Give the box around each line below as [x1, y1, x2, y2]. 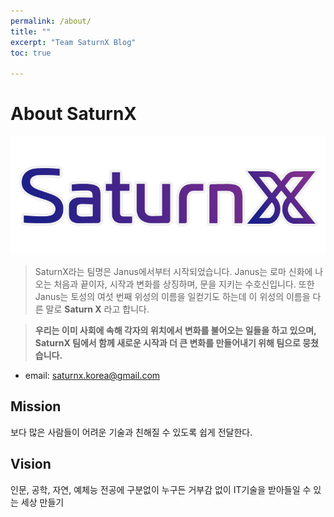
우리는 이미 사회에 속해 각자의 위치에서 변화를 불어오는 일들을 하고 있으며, [34, 325, 317, 337]
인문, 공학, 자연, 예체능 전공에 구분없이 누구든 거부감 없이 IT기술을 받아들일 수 [10, 483, 312, 495]
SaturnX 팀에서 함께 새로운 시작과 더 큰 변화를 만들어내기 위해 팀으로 [34, 337, 301, 349]
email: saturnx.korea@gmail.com [24, 370, 161, 382]
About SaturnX [10, 103, 138, 125]
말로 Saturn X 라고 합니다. [45, 303, 150, 315]
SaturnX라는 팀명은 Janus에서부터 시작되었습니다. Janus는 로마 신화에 [34, 266, 313, 278]
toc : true [10, 48, 52, 58]
